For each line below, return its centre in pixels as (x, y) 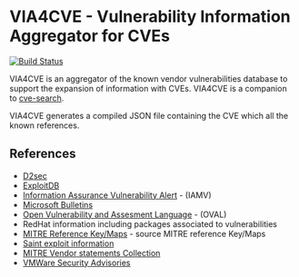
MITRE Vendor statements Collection (91, 252)
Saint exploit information (68, 243)
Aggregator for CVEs (90, 36)
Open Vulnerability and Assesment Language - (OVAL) (125, 214)
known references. (45, 125)
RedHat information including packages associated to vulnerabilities (149, 223)
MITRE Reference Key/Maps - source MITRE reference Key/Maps (144, 233)
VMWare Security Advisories (76, 262)
